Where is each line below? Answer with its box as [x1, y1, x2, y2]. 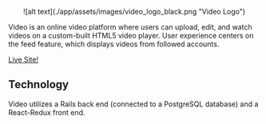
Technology [8, 78, 69, 91]
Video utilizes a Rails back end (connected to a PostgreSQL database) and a [8, 99, 259, 109]
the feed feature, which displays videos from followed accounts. [8, 39, 220, 49]
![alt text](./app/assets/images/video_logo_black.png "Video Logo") [22, 7, 246, 16]
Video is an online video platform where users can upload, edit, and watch [8, 22, 253, 31]
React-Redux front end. [8, 107, 85, 117]
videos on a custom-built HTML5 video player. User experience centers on [8, 31, 254, 40]
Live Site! [8, 55, 39, 64]
